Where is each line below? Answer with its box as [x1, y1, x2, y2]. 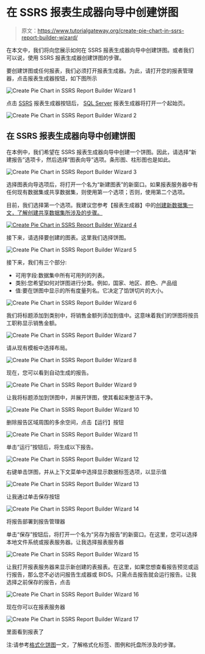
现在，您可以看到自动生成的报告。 [6, 369, 92, 376]
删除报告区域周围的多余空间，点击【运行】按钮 [6, 418, 124, 426]
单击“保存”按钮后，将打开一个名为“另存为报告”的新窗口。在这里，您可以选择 [6, 531, 198, 538]
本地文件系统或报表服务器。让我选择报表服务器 [6, 538, 124, 545]
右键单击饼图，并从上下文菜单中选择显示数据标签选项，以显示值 [6, 468, 167, 475]
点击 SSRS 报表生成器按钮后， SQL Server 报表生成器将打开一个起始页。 [6, 99, 189, 107]
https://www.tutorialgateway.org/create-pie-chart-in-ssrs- [37, 27, 184, 34]
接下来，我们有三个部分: [6, 258, 67, 266]
